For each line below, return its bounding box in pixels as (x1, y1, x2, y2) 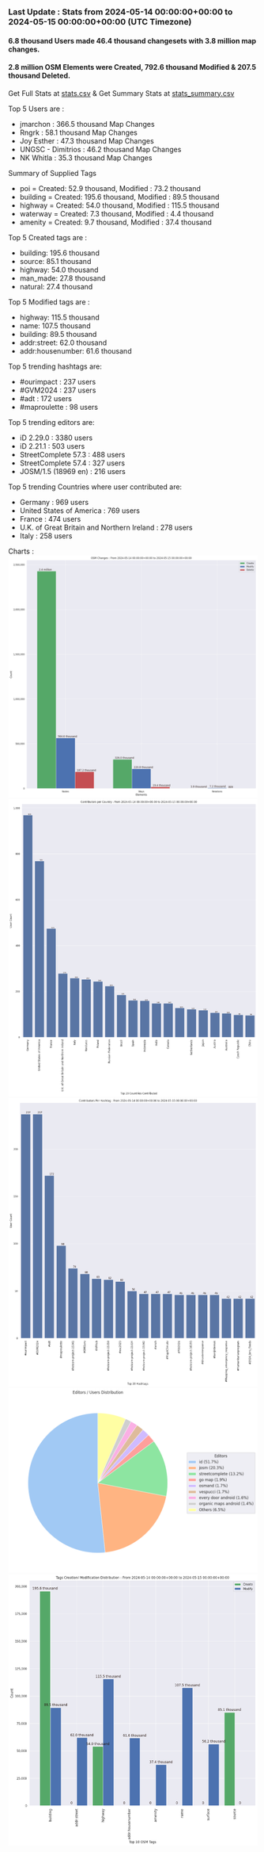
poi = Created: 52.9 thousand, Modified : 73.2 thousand (19, 183, 202, 193)
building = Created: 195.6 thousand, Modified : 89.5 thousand (19, 192, 220, 201)
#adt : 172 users (19, 393, 73, 403)
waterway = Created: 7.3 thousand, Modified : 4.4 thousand (19, 209, 214, 218)
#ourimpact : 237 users (19, 377, 96, 386)
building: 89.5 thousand (19, 329, 97, 339)
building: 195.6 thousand (19, 248, 100, 258)
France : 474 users (19, 514, 81, 523)
